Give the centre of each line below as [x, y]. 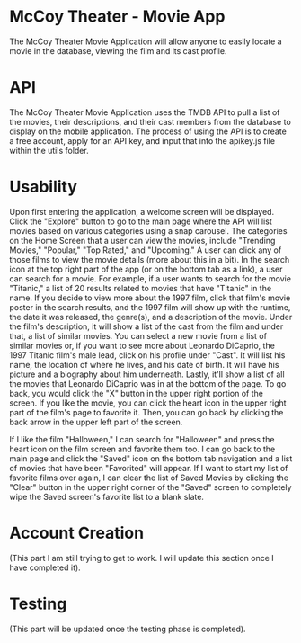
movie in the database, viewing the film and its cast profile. [118, 50]
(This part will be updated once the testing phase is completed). [128, 629]
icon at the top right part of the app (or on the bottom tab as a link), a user [146, 269]
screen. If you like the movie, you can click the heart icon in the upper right [148, 403]
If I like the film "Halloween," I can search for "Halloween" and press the [142, 439]
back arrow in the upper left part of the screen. [96, 422]
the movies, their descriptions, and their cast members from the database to [150, 121]
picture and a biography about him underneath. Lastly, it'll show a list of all [147, 374]
